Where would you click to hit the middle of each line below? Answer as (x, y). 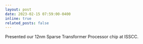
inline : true (18, 18)
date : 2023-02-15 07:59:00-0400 (38, 14)
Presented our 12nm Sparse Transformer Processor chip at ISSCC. (72, 37)
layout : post (18, 9)
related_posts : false (27, 23)
